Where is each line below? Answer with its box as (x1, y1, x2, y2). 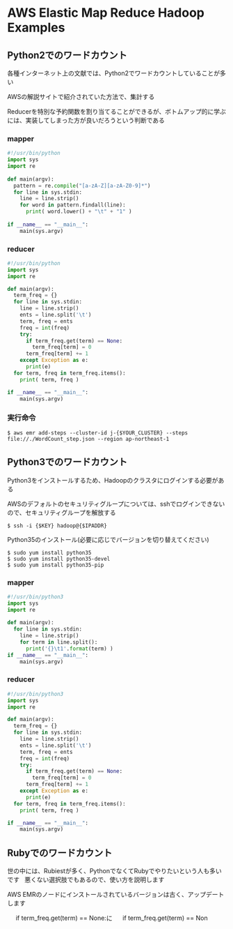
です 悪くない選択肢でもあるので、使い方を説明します (7, 875, 165, 884)
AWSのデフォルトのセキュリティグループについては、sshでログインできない (7, 499, 225, 508)
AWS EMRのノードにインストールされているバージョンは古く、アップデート (7, 891, 225, 899)
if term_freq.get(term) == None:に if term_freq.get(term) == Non (15, 914, 209, 922)
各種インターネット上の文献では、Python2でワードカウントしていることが (7, 69, 220, 77)
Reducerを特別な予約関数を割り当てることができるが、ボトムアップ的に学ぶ (7, 107, 226, 116)
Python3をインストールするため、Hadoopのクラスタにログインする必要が (7, 476, 218, 484)
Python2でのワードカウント (7, 49, 127, 61)
